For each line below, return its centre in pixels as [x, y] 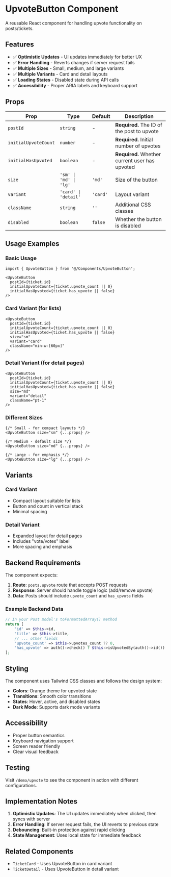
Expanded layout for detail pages [47, 536]
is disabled [128, 225]
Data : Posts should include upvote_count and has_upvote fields [78, 595]
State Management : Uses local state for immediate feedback [77, 835]
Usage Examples [32, 244]
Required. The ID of [139, 124]
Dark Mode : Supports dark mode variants [56, 707]
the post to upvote [137, 131]
